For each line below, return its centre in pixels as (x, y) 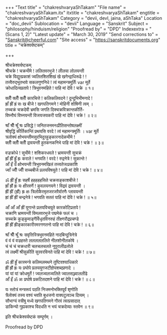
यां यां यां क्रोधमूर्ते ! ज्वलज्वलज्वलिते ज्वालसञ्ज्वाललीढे (46, 273)
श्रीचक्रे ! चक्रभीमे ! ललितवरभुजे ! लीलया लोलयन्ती (45, 71)
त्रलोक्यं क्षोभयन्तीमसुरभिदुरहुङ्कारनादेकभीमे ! (40, 137)
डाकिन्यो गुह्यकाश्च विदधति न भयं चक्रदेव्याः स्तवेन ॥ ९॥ (50, 307)
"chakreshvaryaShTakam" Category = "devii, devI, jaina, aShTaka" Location (84, 18)
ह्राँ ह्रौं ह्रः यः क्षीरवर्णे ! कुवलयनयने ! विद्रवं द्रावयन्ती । (45, 186)
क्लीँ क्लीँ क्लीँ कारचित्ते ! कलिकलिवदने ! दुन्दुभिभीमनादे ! (49, 98)
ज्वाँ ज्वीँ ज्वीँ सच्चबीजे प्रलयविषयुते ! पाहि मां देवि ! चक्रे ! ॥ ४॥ (54, 170)
